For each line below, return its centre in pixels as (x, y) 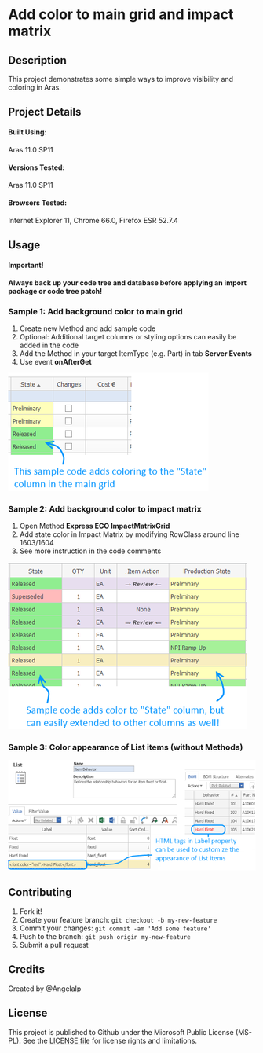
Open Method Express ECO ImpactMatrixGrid (95, 526)
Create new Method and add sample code (88, 328)
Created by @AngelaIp (45, 989)
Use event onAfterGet (55, 361)
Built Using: (27, 132)
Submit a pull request (54, 945)
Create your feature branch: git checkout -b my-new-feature (118, 919)
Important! (26, 265)
